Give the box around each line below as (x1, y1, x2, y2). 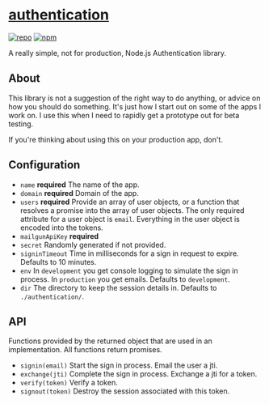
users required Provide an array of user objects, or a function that (19, 197, 240, 206)
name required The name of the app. (19, 180, 140, 189)
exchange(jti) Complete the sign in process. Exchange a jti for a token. (19, 369, 258, 379)
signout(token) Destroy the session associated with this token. (19, 386, 230, 396)
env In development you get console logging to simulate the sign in (19, 266, 238, 275)
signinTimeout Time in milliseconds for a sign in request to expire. (19, 249, 240, 258)
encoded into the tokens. (19, 223, 103, 232)
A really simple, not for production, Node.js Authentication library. (8, 48, 227, 57)
